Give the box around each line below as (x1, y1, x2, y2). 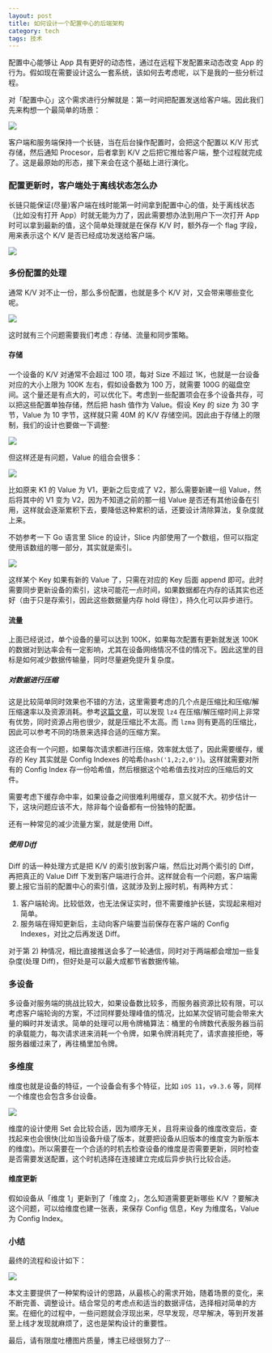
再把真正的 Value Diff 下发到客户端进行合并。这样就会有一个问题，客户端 (8, 872, 251, 881)
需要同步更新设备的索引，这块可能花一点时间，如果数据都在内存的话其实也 (8, 585, 257, 595)
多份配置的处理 (8, 268, 67, 279)
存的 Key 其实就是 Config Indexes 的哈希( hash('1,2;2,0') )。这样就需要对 (8, 754, 253, 765)
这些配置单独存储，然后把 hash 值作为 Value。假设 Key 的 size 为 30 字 (22, 400, 259, 409)
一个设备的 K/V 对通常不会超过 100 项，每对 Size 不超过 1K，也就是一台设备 (8, 370, 261, 380)
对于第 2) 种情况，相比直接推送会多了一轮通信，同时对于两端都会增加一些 (8, 946, 253, 956)
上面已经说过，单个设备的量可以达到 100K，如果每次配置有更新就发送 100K (8, 634, 259, 644)
